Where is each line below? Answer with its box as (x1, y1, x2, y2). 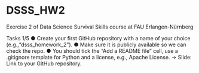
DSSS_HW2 (6, 4, 66, 17)
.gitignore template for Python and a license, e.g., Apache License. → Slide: (6, 53, 192, 61)
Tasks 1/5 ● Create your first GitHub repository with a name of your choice (6, 34, 191, 42)
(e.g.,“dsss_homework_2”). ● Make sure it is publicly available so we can (6, 41, 186, 48)
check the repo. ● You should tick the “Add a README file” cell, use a (6, 47, 178, 54)
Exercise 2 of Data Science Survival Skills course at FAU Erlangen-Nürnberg (6, 23, 194, 30)
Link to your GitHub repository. (6, 60, 82, 67)
